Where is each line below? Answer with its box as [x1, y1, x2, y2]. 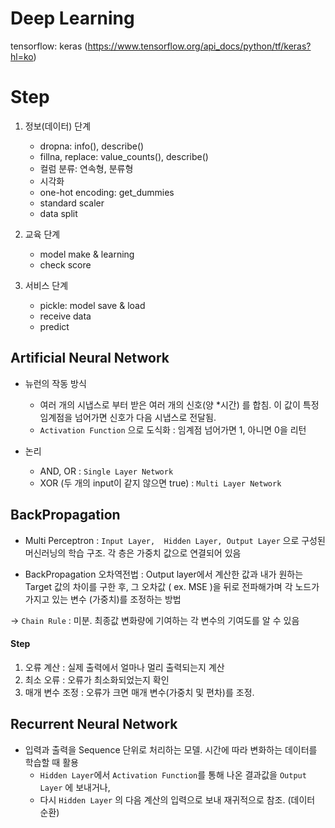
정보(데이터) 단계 [24, 120, 92, 132]
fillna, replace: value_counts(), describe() [39, 150, 209, 162]
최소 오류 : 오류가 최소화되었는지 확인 [24, 673, 170, 686]
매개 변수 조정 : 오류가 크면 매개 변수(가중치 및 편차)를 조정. [24, 686, 255, 698]
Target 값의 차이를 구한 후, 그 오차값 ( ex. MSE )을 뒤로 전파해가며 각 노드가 [24, 580, 320, 592]
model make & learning [39, 248, 135, 260]
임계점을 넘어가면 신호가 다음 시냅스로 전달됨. [39, 411, 217, 423]
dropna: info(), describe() [39, 140, 145, 152]
